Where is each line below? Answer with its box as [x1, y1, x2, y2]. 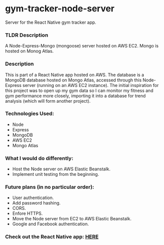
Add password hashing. [12, 200, 61, 206]
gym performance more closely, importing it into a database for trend [5, 92, 146, 99]
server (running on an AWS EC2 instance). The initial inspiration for [22, 82, 159, 88]
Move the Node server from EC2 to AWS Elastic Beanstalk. [12, 216, 132, 222]
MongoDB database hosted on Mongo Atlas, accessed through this [5, 77, 142, 83]
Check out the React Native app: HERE [5, 233, 99, 240]
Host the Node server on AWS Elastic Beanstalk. [12, 166, 111, 172]
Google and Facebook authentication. [12, 221, 89, 227]
